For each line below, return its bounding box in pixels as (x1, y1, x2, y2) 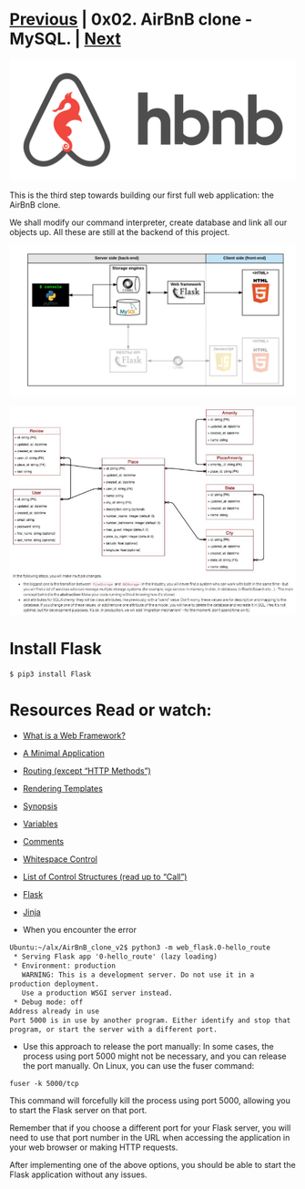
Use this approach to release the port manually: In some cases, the (22, 1040, 275, 1051)
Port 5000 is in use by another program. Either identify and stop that (9, 1016, 291, 1025)
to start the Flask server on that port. (9, 1104, 147, 1115)
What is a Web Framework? (22, 730, 126, 741)
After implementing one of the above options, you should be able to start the (9, 1159, 296, 1170)
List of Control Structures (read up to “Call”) (22, 871, 188, 882)
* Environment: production (13, 961, 117, 970)
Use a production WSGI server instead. (21, 989, 173, 998)
